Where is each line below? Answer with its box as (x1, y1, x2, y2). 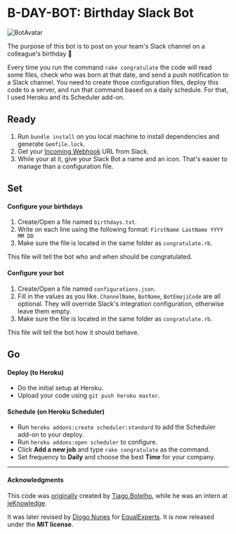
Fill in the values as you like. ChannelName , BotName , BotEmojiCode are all (17, 292, 221, 300)
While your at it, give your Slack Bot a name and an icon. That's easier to (17, 154, 228, 163)
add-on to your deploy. (17, 430, 84, 439)
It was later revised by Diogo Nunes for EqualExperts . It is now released (7, 512, 214, 521)
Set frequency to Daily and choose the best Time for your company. (17, 453, 216, 461)
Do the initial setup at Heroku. (17, 384, 104, 392)
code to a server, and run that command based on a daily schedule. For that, (7, 85, 228, 94)
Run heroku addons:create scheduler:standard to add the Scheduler (17, 423, 216, 431)
